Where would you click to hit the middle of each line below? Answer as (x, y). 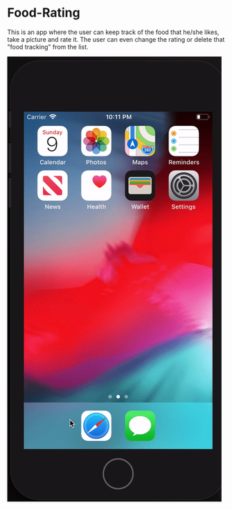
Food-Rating (44, 13)
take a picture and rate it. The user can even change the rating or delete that (116, 39)
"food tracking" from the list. (48, 47)
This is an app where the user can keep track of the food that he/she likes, (113, 32)
